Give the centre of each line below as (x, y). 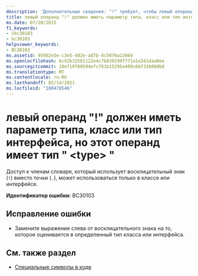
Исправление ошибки (49, 214)
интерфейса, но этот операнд (83, 143)
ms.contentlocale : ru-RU (37, 77)
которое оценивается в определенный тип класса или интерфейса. (100, 234)
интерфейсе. (22, 184)
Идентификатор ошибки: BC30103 (50, 195)
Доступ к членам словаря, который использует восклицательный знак (96, 171)
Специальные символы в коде (53, 267)
